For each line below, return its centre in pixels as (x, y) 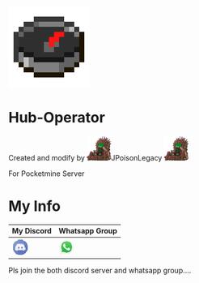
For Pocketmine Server (47, 174)
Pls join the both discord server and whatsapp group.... (100, 271)
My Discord (32, 231)
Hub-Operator (57, 118)
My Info (34, 206)
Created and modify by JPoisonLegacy (85, 157)
